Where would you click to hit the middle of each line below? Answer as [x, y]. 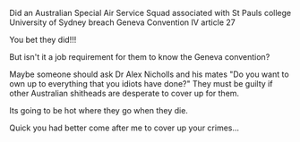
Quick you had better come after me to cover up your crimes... [124, 128]
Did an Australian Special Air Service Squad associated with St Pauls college [150, 13]
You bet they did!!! [43, 40]
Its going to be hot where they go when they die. [99, 110]
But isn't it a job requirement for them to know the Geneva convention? [140, 57]
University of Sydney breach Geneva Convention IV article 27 [122, 22]
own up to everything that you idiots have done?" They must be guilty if [141, 84]
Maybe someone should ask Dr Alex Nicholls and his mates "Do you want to [149, 74]
